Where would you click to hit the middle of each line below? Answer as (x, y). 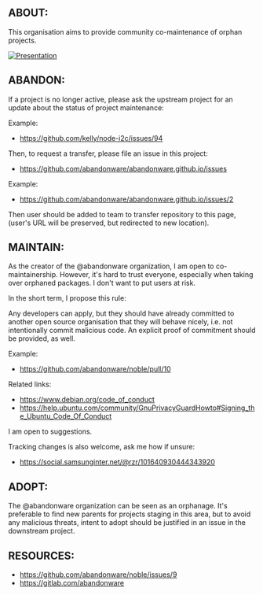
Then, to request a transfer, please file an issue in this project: (108, 153)
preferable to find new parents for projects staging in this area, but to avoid (130, 514)
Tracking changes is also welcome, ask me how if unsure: (101, 447)
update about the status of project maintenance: (86, 107)
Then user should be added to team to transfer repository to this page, (122, 214)
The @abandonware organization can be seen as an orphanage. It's (118, 506)
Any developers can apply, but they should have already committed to (121, 313)
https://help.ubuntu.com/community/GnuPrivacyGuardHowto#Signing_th (137, 408)
